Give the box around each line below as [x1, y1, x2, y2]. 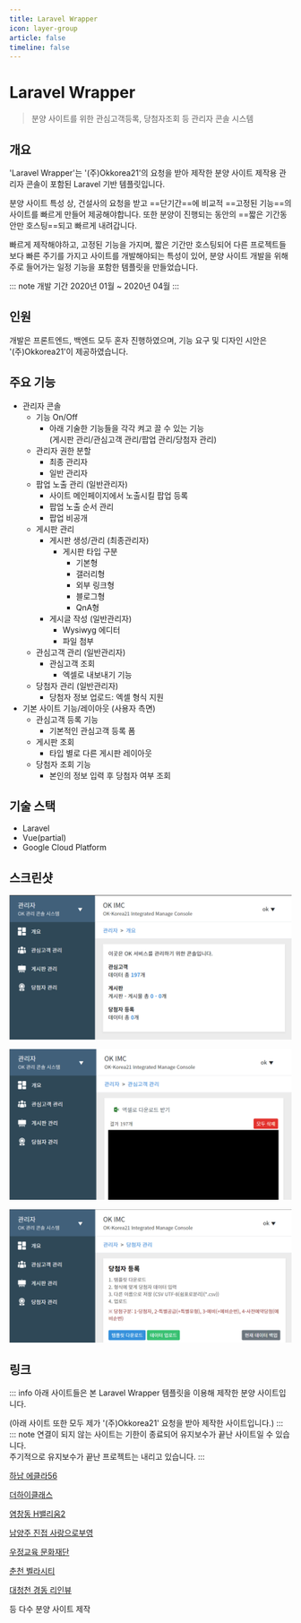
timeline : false [9, 43, 70, 52]
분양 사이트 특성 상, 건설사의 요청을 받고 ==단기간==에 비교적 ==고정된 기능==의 [9, 198, 292, 208]
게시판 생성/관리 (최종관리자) [48, 534, 150, 546]
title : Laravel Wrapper [9, 14, 99, 23]
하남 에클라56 [9, 1471, 58, 1481]
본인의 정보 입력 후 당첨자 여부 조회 [48, 770, 172, 781]
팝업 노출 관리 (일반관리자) [35, 479, 128, 489]
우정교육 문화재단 [9, 1547, 70, 1558]
